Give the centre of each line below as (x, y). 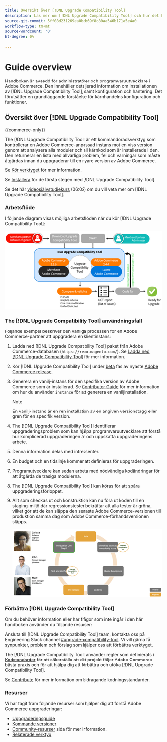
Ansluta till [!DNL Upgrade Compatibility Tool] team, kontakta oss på (75, 634)
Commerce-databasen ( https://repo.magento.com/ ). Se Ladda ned (81, 352)
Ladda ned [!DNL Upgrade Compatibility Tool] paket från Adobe (78, 346)
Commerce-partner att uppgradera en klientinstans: (58, 337)
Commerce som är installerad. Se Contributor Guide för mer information (86, 387)
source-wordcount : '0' (29, 32)
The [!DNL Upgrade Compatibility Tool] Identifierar (64, 426)
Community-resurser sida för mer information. (59, 729)
